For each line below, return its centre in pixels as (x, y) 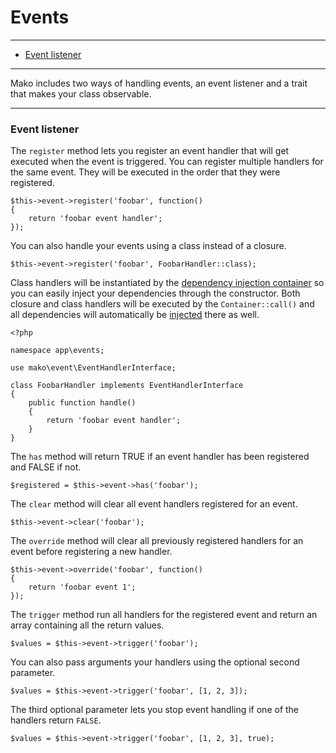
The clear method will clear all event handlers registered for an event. (154, 504)
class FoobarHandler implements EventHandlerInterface (127, 386)
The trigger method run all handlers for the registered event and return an (164, 615)
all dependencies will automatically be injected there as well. (135, 315)
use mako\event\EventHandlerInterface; (93, 368)
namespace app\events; (57, 351)
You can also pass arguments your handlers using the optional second (155, 662)
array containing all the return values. (87, 625)
